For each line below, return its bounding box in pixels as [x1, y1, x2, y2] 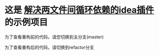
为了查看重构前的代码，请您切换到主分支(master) [4, 34, 104, 40]
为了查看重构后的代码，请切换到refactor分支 [4, 44, 95, 50]
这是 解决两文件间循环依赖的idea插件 [4, 4, 155, 16]
